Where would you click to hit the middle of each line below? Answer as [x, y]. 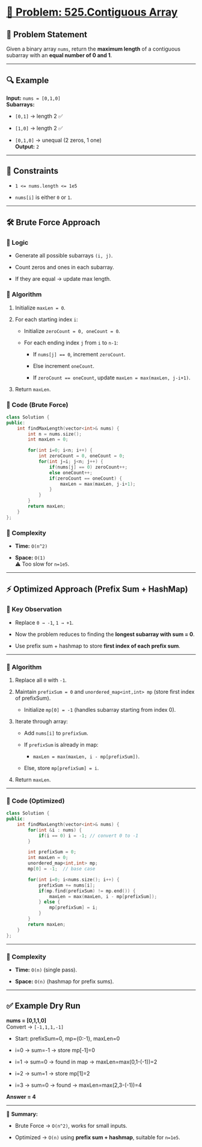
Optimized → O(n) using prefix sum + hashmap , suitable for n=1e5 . [97, 1137]
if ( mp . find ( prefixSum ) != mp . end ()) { [87, 891]
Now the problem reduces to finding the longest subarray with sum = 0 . [105, 634]
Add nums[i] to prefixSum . [56, 733]
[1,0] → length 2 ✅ [39, 128]
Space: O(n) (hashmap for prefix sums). [64, 981]
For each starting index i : [46, 319]
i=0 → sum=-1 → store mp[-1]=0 [55, 1050]
